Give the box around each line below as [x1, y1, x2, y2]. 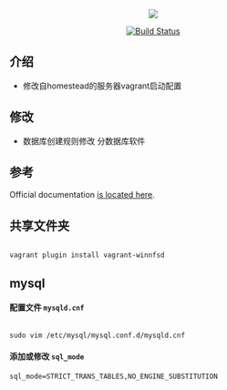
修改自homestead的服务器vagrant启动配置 [22, 80, 182, 91]
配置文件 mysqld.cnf [9, 302, 85, 313]
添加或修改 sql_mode [9, 351, 85, 362]
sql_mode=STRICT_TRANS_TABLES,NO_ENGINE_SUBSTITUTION [9, 372, 219, 382]
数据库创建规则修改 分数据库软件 [22, 135, 146, 146]
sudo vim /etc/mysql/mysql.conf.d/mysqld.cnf [9, 331, 185, 340]
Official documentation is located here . [9, 190, 155, 200]
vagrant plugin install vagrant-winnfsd [9, 251, 166, 260]
